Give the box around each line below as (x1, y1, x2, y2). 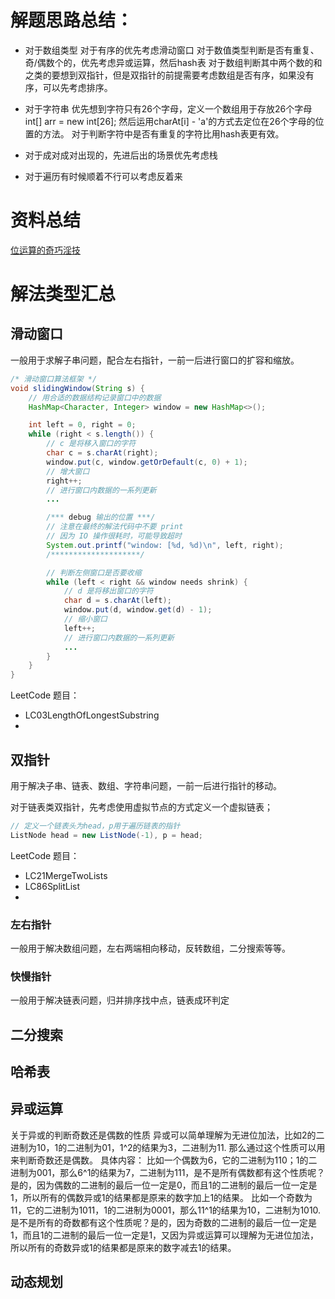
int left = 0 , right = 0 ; (28, 420, 137, 430)
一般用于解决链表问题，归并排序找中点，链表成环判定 (10, 994, 230, 1006)
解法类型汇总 (10, 283, 117, 306)
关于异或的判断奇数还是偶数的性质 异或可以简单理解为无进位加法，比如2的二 (10, 1129, 325, 1141)
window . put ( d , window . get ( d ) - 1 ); (63, 605, 213, 615)
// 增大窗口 (46, 466, 90, 476)
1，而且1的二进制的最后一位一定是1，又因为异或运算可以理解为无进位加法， (10, 1229, 320, 1241)
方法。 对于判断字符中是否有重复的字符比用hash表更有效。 (42, 127, 285, 140)
